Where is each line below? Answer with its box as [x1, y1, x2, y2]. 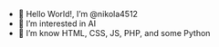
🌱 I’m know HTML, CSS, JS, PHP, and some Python [17, 28, 211, 38]
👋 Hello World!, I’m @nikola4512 [17, 9, 139, 19]
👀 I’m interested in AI [17, 18, 97, 29]
